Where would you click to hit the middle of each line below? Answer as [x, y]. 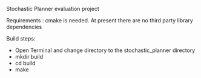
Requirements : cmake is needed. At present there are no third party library [100, 20]
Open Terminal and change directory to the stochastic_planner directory [105, 50]
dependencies [24, 27]
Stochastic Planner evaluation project [53, 9]
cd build [25, 63]
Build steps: [21, 38]
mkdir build [29, 57]
